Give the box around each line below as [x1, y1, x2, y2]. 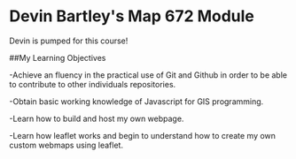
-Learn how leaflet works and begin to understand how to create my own [9, 130, 277, 140]
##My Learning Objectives [9, 52, 106, 63]
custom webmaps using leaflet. [9, 140, 124, 150]
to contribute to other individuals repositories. [9, 79, 176, 89]
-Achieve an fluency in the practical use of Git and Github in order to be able [9, 69, 288, 80]
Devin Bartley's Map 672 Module [9, 6, 255, 26]
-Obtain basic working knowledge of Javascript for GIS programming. [9, 95, 264, 107]
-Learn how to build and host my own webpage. [9, 113, 184, 124]
